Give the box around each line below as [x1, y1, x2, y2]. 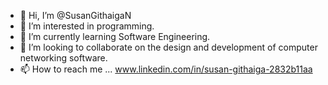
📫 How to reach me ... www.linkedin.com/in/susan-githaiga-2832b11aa [19, 63, 313, 75]
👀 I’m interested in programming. [19, 20, 155, 32]
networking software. [19, 52, 108, 64]
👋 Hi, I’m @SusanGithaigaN [19, 10, 132, 21]
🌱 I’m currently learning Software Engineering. [19, 31, 211, 42]
